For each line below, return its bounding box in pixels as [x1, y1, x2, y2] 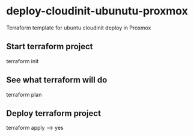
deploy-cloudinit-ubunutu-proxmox [6, 4, 188, 18]
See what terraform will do [6, 75, 108, 85]
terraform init [6, 57, 39, 64]
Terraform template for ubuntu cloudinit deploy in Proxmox [6, 24, 151, 31]
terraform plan [6, 91, 42, 98]
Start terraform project [6, 41, 93, 52]
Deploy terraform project [6, 108, 101, 118]
